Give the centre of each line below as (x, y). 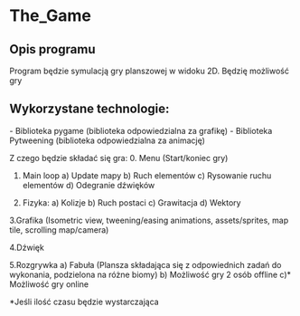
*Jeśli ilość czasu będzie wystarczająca (84, 302)
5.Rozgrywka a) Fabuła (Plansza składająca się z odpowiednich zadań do (145, 264)
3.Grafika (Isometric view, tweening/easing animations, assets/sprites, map (149, 220)
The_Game (51, 16)
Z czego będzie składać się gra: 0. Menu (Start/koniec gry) (119, 158)
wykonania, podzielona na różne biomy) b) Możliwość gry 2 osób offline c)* (150, 274)
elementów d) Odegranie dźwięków (89, 185)
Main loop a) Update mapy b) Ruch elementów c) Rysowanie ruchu (147, 175)
